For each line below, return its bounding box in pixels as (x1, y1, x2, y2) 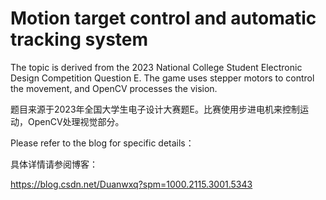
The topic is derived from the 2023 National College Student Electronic (10, 61, 303, 73)
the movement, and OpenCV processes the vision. (10, 82, 218, 94)
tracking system (10, 28, 149, 51)
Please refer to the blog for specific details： (10, 137, 195, 149)
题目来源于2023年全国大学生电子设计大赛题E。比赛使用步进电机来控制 (10, 103, 300, 115)
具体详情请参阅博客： (10, 158, 98, 170)
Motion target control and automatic (10, 7, 317, 30)
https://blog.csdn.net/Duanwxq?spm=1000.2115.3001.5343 (10, 178, 253, 190)
